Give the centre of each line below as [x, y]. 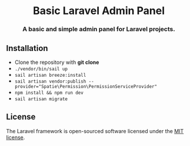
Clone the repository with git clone [57, 62]
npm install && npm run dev [49, 93]
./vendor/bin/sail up [41, 69]
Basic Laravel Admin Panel [99, 11]
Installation [27, 48]
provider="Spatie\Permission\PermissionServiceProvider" [86, 86]
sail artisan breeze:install [50, 75]
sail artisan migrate [41, 99]
